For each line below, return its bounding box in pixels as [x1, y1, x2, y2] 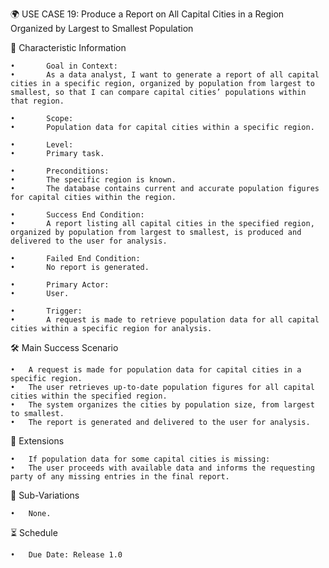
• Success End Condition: [10, 210, 145, 220]
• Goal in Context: [10, 61, 118, 71]
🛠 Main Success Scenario [10, 342, 119, 353]
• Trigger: [10, 306, 83, 316]
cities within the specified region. [10, 391, 168, 401]
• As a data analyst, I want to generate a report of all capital [10, 70, 320, 80]
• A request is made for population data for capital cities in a [10, 365, 302, 375]
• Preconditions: [10, 166, 110, 176]
